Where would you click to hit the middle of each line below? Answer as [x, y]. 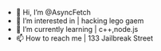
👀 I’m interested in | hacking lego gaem [80, 21]
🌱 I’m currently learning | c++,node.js [77, 29]
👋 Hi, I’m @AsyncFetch [53, 12]
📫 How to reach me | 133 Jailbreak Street [84, 38]
